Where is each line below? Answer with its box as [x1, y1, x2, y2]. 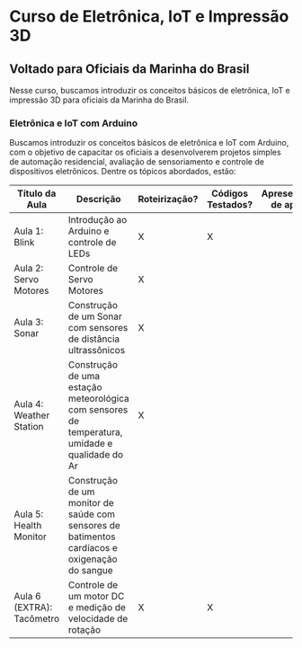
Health [13, 519, 42, 532]
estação [67, 381, 102, 394]
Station [13, 421, 44, 433]
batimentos [67, 530, 116, 543]
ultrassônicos [67, 344, 126, 357]
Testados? [206, 199, 253, 211]
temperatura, [67, 426, 123, 439]
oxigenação [67, 553, 119, 565]
